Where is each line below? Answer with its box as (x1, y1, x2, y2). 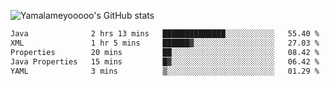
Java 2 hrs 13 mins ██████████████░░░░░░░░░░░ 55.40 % (10, 29, 320, 39)
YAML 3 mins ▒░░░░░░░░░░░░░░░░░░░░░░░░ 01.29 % (10, 66, 320, 76)
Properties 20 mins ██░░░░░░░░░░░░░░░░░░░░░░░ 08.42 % (10, 47, 320, 57)
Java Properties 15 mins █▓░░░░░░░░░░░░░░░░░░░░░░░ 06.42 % (10, 56, 320, 67)
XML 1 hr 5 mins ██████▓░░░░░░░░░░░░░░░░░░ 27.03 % (10, 38, 320, 48)
